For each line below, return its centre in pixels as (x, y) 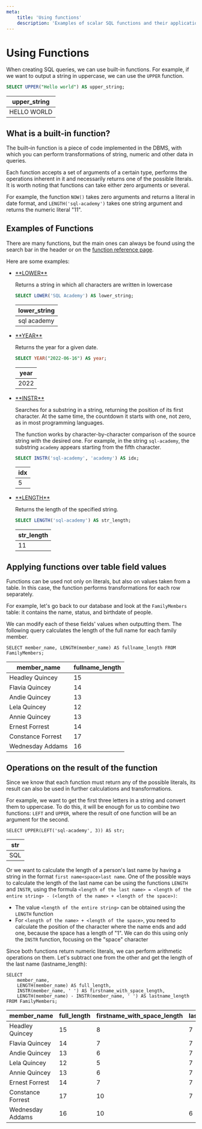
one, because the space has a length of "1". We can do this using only (101, 933)
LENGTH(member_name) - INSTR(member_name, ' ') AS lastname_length (103, 996)
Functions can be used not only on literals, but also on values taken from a (98, 581)
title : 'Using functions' (50, 17)
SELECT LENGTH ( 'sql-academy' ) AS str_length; (73, 520)
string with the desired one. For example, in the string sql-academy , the (102, 440)
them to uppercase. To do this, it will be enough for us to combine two (93, 806)
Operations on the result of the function (82, 767)
